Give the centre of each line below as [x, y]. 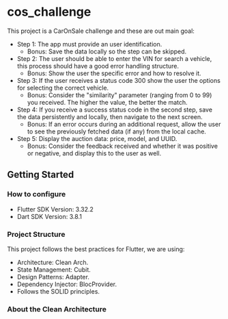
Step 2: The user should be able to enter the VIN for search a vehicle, [114, 58]
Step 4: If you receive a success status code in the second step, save [115, 110]
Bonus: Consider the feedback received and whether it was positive [123, 146]
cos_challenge [49, 12]
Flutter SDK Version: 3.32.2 [55, 209]
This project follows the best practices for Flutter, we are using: [96, 249]
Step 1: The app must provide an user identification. [89, 44]
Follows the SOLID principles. [58, 291]
